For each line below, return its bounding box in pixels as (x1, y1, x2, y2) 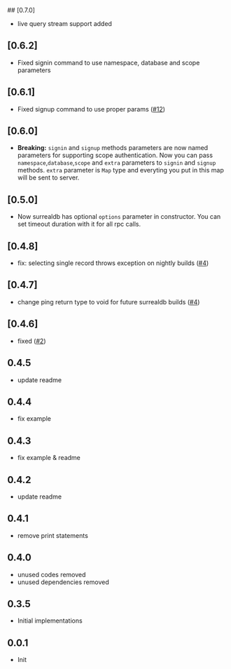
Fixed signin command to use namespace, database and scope (17, 58, 200, 67)
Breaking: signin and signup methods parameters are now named (17, 144, 209, 152)
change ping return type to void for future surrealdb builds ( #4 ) (17, 297, 200, 306)
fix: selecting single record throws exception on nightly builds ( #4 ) (17, 259, 209, 267)
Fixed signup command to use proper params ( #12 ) (17, 104, 166, 113)
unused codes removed (17, 570, 86, 579)
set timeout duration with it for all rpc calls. (17, 220, 141, 229)
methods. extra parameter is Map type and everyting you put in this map (17, 166, 224, 175)
